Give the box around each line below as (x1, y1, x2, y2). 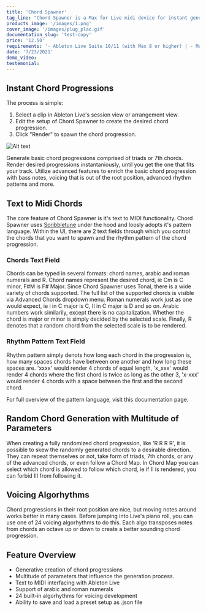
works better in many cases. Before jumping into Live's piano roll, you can (6, 513, 193, 520)
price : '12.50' (6, 37, 45, 44)
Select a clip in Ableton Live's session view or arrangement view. (15, 111, 179, 118)
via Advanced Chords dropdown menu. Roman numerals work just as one (6, 296, 193, 304)
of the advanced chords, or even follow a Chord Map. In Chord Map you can (6, 459, 199, 466)
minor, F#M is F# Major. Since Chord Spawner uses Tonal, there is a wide (6, 283, 191, 290)
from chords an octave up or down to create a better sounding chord (6, 526, 180, 533)
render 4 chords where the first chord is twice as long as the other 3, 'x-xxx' (6, 370, 199, 378)
